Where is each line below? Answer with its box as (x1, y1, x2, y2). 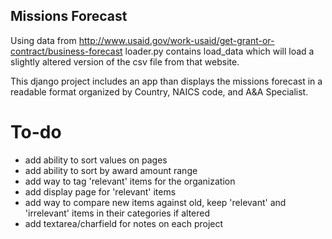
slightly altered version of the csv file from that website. (10, 55, 240, 68)
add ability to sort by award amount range (24, 164, 198, 176)
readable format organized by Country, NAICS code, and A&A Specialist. (10, 85, 309, 98)
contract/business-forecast (10, 45, 123, 57)
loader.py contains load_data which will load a (124, 45, 315, 57)
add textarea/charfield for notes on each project (24, 217, 224, 229)
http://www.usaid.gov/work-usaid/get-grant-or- (78, 34, 275, 46)
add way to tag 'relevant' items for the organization (24, 175, 236, 187)
